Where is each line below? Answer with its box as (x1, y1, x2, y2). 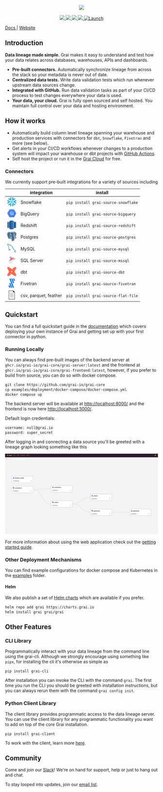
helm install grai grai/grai (5, 609, 64, 615)
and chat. (5, 772, 24, 778)
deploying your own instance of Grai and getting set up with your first (5, 328, 144, 334)
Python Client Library (5, 700, 57, 707)
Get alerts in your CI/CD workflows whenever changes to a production (12, 145, 153, 151)
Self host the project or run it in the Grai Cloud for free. (12, 155, 122, 161)
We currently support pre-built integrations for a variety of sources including (5, 179, 158, 185)
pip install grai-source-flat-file (66, 293, 138, 298)
